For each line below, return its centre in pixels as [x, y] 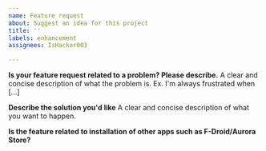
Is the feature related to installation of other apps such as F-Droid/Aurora [132, 132]
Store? [20, 140]
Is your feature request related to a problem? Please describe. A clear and [133, 75]
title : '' [25, 30]
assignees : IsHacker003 [48, 46]
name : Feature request [46, 16]
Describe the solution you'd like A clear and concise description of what [129, 108]
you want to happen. [42, 116]
